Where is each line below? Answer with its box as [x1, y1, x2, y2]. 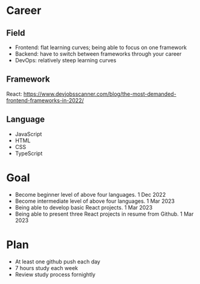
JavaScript [15, 130, 42, 137]
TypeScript [15, 150, 43, 157]
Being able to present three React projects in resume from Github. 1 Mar [15, 210, 194, 217]
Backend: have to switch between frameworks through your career [15, 50, 182, 58]
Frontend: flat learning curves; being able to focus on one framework [15, 44, 187, 51]
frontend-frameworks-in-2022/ [6, 96, 84, 104]
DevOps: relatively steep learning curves [15, 57, 117, 64]
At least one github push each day [15, 258, 101, 265]
